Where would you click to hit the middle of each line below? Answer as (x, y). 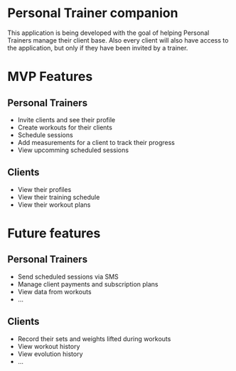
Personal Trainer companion (93, 13)
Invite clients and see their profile (66, 119)
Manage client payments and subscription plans (88, 284)
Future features (54, 233)
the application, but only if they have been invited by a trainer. (98, 48)
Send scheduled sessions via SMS (68, 276)
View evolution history (50, 354)
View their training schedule (59, 197)
